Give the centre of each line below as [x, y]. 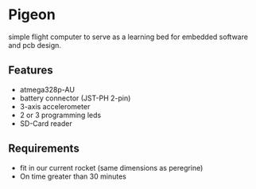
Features [31, 71]
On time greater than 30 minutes [73, 176]
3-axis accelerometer [55, 106]
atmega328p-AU [47, 89]
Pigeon [32, 15]
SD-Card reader [46, 123]
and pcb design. [35, 45]
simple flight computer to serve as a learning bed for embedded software [128, 37]
